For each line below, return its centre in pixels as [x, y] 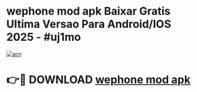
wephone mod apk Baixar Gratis [88, 11]
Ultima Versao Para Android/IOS [89, 24]
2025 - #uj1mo [43, 37]
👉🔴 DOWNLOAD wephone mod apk [98, 80]
